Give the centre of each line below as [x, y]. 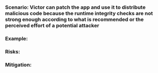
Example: [16, 38]
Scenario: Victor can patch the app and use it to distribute [75, 7]
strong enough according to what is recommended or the [74, 19]
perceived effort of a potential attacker [52, 25]
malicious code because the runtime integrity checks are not [79, 13]
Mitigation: [18, 65]
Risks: [13, 52]
